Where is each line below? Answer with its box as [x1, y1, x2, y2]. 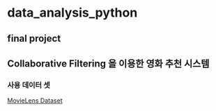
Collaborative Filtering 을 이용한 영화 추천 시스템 [7, 58, 210, 69]
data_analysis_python [7, 5, 138, 21]
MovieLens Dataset [7, 96, 63, 105]
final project [7, 33, 61, 44]
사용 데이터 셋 [7, 80, 51, 89]
